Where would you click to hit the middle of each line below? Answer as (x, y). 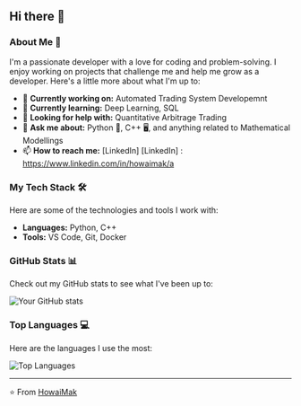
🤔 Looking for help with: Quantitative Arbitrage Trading (124, 117)
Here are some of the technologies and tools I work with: (114, 210)
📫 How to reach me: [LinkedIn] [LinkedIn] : (103, 150)
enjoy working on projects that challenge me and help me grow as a (134, 71)
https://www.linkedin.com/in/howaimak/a (98, 163)
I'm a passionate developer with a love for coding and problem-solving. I (143, 62)
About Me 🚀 (35, 42)
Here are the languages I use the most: (81, 348)
